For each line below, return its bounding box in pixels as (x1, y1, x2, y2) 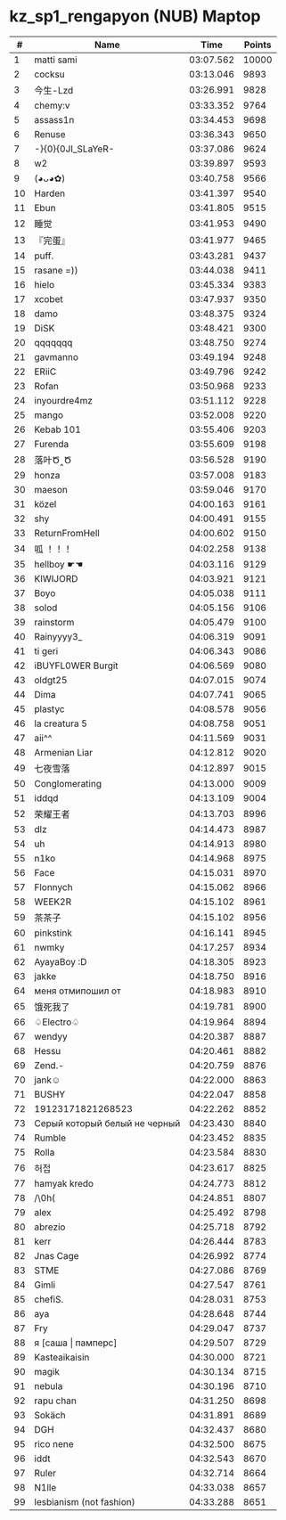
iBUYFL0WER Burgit (34, 659, 118, 672)
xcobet (34, 292, 64, 305)
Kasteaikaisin (34, 1351, 90, 1363)
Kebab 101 (34, 423, 82, 436)
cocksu (34, 68, 65, 80)
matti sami (34, 53, 78, 66)
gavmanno (34, 350, 78, 363)
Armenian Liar (34, 746, 94, 758)
